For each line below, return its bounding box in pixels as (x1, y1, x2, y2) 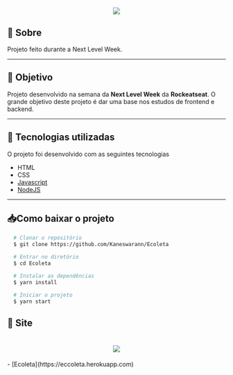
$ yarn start (13, 298, 51, 305)
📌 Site (7, 317, 33, 329)
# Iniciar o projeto (13, 291, 73, 298)
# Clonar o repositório (13, 234, 82, 242)
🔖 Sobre (7, 26, 42, 38)
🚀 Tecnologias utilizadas (7, 132, 115, 143)
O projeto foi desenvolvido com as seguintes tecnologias (7, 150, 170, 158)
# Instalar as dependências (13, 272, 95, 279)
